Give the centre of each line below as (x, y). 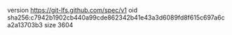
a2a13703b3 (25, 25)
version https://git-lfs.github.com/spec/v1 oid (73, 10)
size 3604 (59, 25)
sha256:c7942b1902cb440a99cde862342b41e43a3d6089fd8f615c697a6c (116, 17)
